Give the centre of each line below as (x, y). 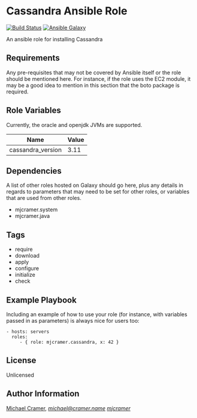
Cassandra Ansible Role (67, 11)
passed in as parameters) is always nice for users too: (73, 321)
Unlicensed (20, 375)
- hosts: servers (28, 332)
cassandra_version (35, 150)
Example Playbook (41, 300)
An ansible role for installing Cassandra (54, 39)
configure (27, 268)
